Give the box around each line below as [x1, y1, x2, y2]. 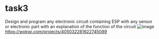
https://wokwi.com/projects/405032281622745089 [5, 29, 107, 34]
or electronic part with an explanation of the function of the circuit [5, 23, 136, 29]
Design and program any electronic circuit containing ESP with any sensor [5, 19, 153, 24]
